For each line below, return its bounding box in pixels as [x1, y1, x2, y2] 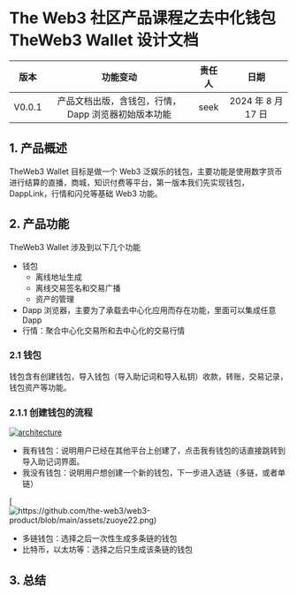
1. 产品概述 [9, 141, 68, 156]
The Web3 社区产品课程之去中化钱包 [9, 8, 277, 28]
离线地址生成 [34, 271, 82, 282]
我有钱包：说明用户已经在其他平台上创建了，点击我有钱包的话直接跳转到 [21, 446, 286, 456]
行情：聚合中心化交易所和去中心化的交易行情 [21, 324, 186, 336]
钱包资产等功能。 [9, 382, 72, 393]
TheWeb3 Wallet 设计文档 [9, 30, 199, 50]
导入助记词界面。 [21, 456, 85, 467]
